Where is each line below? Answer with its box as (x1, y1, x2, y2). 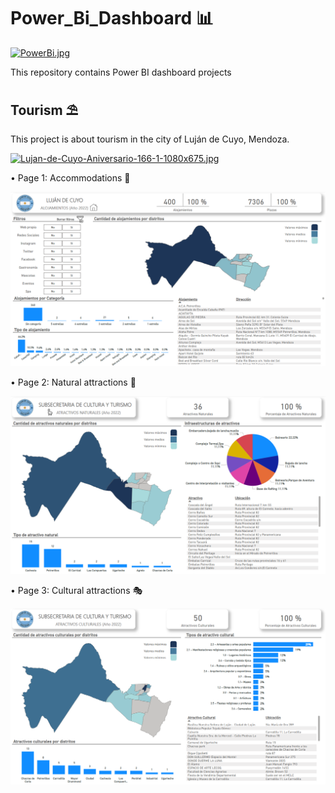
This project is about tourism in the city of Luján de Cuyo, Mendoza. (10, 133, 290, 145)
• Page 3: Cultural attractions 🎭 (10, 584, 143, 596)
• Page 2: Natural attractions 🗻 (10, 376, 137, 389)
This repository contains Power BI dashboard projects (10, 66, 232, 78)
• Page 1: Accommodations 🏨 (10, 171, 131, 184)
